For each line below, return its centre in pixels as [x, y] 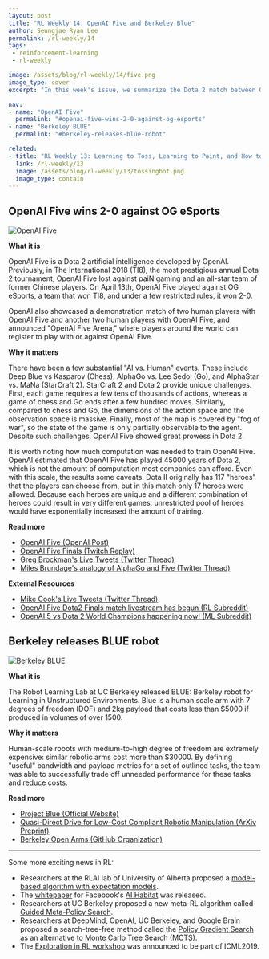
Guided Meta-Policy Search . [66, 912]
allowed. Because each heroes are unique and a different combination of [128, 494]
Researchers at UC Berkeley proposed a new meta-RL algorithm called [137, 903]
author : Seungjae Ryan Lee [53, 30]
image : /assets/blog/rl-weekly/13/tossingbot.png [100, 171]
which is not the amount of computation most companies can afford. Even [130, 469]
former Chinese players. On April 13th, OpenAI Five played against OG [123, 287]
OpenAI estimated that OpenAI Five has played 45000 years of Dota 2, [125, 460]
